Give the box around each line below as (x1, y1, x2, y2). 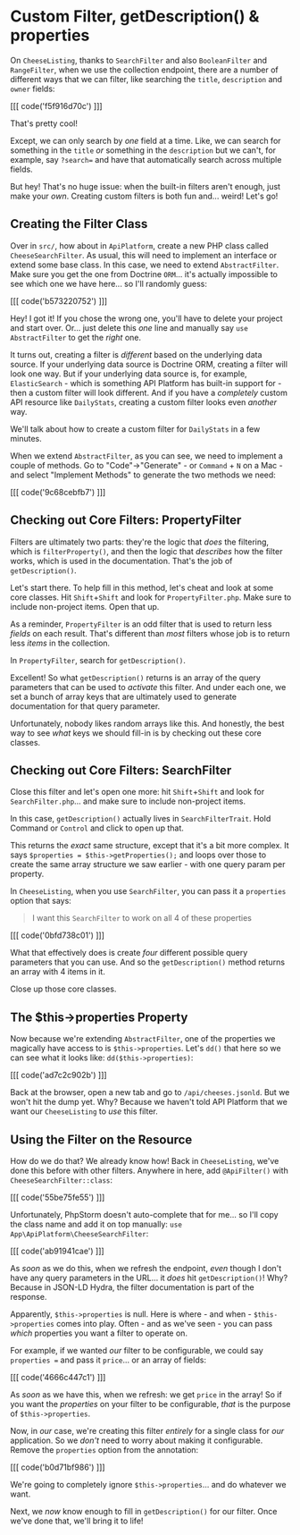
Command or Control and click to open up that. (10, 822, 184, 833)
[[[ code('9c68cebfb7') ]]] (10, 486, 106, 497)
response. (10, 1292, 47, 1302)
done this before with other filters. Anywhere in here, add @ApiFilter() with (10, 1165, 288, 1176)
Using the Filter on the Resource (10, 1132, 193, 1147)
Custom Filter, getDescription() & (10, 6, 260, 27)
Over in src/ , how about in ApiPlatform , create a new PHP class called (10, 240, 269, 251)
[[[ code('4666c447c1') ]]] (10, 1372, 106, 1382)
